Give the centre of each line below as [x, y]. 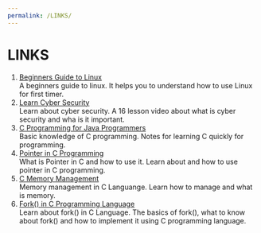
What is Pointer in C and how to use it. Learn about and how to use [128, 161]
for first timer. [41, 94]
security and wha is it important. [72, 119]
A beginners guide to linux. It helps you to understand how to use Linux [136, 85]
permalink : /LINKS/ [40, 16]
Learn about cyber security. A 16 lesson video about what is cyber [127, 111]
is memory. [37, 195]
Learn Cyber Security [54, 102]
